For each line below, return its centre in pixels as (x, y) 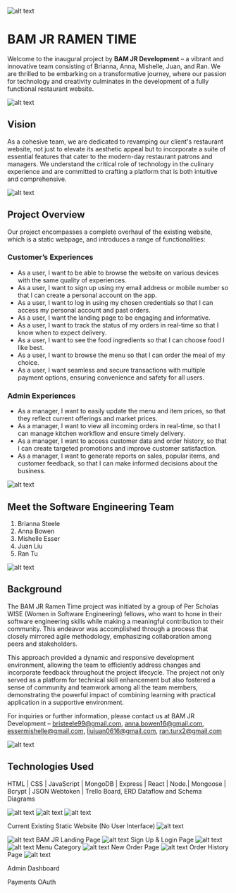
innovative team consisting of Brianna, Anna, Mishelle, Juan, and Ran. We (114, 66)
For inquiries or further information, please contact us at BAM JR (101, 716)
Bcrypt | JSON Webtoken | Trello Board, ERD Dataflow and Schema (105, 791)
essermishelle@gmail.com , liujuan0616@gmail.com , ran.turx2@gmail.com (114, 731)
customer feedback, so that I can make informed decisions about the (118, 463)
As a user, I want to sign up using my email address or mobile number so (123, 287)
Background (35, 589)
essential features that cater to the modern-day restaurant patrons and (110, 156)
